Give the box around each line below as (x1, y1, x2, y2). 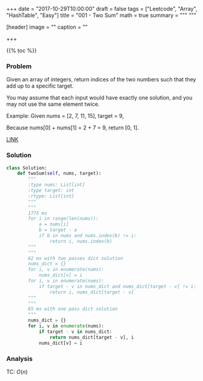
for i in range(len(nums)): (28, 216, 99, 222)
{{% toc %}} (6, 47, 38, 54)
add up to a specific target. (6, 82, 74, 90)
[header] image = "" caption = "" (6, 24, 88, 30)
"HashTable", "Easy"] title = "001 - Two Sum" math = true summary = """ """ (6, 12, 197, 19)
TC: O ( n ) (6, 368, 28, 376)
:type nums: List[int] (28, 182, 85, 188)
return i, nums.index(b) (49, 238, 113, 244)
